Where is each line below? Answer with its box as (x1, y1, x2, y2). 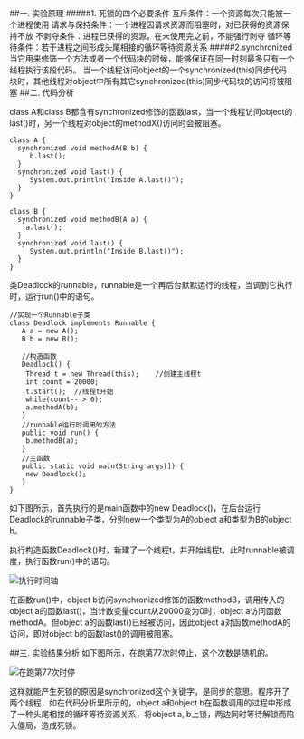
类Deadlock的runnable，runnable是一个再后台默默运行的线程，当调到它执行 (9, 280, 293, 290)
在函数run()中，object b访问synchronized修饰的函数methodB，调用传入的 (9, 594, 285, 605)
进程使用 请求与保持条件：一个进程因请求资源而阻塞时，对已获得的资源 (16, 19, 281, 30)
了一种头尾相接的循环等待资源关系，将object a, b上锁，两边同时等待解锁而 (9, 709, 287, 719)
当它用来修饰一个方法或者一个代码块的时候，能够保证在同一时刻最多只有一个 (9, 53, 295, 63)
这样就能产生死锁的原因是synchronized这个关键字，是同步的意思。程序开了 (9, 686, 290, 696)
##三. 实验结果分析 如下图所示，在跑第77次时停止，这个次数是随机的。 (9, 648, 273, 658)
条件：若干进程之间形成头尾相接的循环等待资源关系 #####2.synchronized (16, 42, 292, 53)
